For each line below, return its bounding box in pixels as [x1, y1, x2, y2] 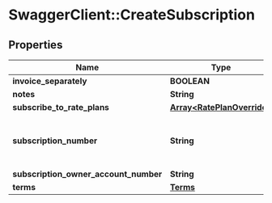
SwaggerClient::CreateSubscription [8, 6, 255, 24]
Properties [8, 38, 63, 52]
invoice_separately [12, 75, 87, 87]
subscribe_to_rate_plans [12, 102, 109, 112]
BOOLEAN [169, 75, 210, 87]
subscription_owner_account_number [12, 168, 163, 180]
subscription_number [12, 135, 98, 146]
